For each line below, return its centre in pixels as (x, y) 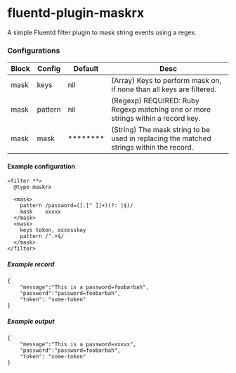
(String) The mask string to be (161, 130)
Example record (31, 264)
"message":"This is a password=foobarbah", (85, 287)
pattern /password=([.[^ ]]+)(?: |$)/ (77, 206)
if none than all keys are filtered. (164, 89)
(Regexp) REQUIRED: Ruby (155, 101)
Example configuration (41, 166)
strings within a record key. (156, 119)
